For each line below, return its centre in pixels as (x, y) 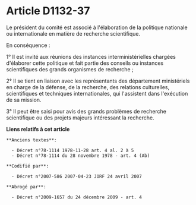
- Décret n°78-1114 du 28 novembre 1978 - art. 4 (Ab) (81, 156)
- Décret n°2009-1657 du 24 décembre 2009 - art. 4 (77, 197)
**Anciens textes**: (32, 140)
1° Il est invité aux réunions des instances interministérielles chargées (91, 56)
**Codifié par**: (28, 166)
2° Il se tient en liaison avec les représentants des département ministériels (98, 81)
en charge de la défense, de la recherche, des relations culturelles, (88, 87)
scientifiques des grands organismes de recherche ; (70, 69)
